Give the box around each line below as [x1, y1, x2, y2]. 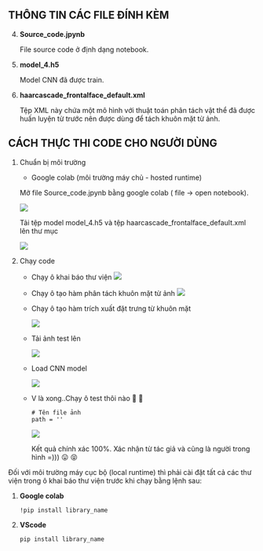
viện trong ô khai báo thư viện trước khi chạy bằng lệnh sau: [8, 476, 203, 485]
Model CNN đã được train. [19, 75, 104, 84]
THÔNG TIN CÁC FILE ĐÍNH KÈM [8, 9, 170, 22]
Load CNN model [31, 363, 88, 373]
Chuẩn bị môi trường [19, 157, 86, 166]
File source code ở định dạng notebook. [19, 45, 149, 54]
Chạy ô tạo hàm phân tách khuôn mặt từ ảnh [31, 288, 175, 297]
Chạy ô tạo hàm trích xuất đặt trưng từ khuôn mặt [31, 304, 191, 313]
